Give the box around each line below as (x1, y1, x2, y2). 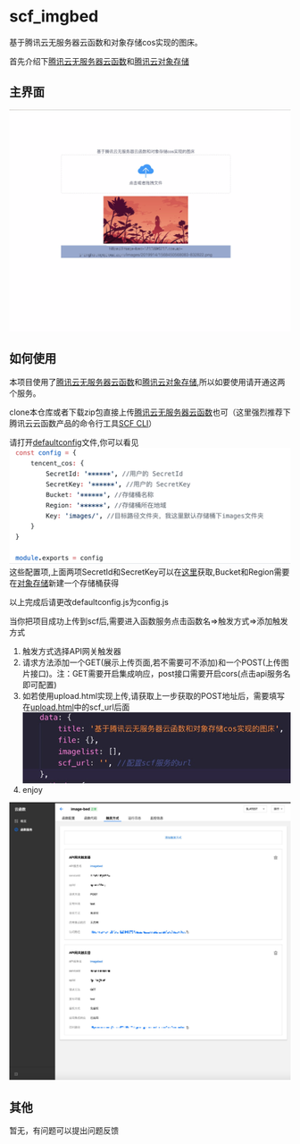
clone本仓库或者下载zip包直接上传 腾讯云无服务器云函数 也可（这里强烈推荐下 (9, 407, 291, 417)
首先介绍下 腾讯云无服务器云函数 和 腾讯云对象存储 (9, 55, 189, 66)
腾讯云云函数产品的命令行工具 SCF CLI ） (9, 417, 157, 428)
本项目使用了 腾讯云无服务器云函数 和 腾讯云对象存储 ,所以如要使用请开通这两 (9, 376, 286, 387)
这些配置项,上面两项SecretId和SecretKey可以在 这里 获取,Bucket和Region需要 (9, 566, 290, 577)
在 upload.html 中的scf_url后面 (21, 702, 130, 712)
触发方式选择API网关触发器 (21, 645, 122, 656)
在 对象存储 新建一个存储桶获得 (9, 577, 119, 588)
